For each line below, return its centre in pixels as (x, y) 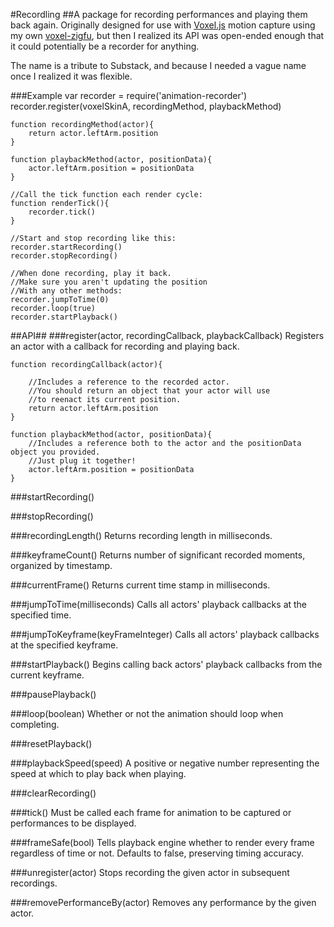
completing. (35, 724)
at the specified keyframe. (64, 645)
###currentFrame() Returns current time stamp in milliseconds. (140, 585)
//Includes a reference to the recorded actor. (129, 382)
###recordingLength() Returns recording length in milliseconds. (141, 535)
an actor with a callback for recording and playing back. (125, 346)
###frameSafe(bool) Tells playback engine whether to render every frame (162, 842)
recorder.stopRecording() (64, 256)
